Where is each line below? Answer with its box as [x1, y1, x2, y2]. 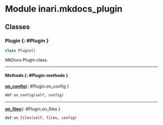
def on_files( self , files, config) [5, 115, 77, 120]
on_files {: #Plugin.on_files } [5, 106, 61, 112]
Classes [5, 23, 30, 31]
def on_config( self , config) [5, 93, 64, 97]
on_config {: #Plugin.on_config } [5, 83, 69, 89]
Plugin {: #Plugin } [5, 37, 49, 44]
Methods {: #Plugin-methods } [5, 73, 68, 78]
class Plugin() [5, 48, 36, 53]
